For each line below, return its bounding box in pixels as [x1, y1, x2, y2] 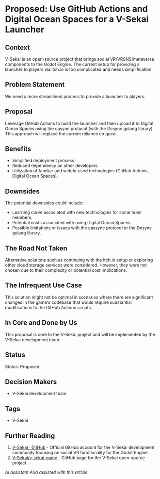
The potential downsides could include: [5, 200, 84, 206]
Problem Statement [5, 81, 65, 89]
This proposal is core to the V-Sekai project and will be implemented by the [5, 331, 155, 337]
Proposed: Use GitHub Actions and [5, 3, 148, 15]
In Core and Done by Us [5, 319, 78, 327]
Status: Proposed [5, 363, 40, 369]
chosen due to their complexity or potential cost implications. [5, 267, 127, 273]
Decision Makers [5, 378, 57, 386]
